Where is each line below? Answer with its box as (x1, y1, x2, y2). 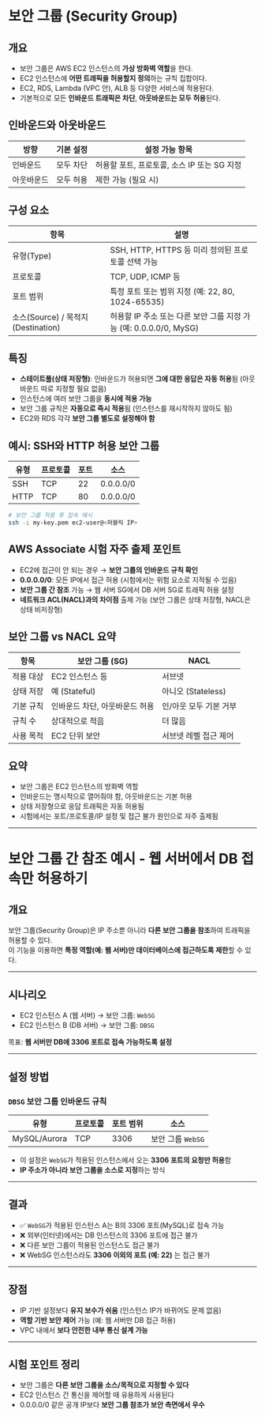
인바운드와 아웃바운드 (8, 119, 106, 132)
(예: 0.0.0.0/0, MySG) (119, 322, 200, 333)
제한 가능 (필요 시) (95, 174, 159, 185)
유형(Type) (12, 250, 52, 261)
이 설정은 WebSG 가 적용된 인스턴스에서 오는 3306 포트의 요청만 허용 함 (19, 1155, 231, 1165)
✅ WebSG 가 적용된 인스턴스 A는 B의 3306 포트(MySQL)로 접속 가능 (19, 1220, 225, 1230)
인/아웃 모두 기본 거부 (161, 701, 237, 712)
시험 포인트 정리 (8, 1358, 80, 1371)
